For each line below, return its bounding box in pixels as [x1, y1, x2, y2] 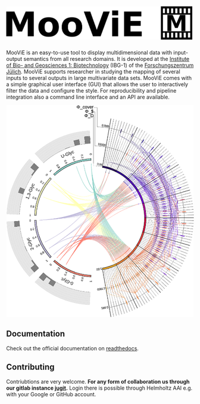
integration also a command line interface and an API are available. [6, 93, 170, 100]
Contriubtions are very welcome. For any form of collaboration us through [6, 378, 190, 385]
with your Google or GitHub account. [6, 390, 96, 397]
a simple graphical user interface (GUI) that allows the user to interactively [6, 81, 189, 88]
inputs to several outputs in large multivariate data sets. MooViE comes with [6, 74, 192, 81]
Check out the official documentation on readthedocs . [6, 344, 139, 352]
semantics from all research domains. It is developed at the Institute [23, 55, 190, 62]
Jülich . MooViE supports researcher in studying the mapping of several [6, 68, 180, 75]
